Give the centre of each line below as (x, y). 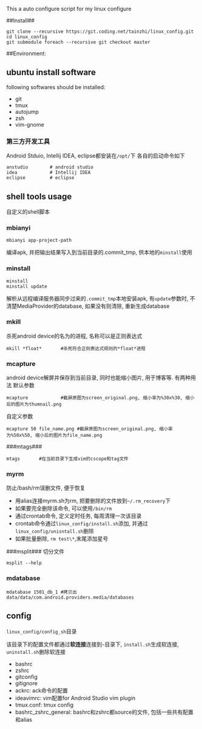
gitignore (26, 683)
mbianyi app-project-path (39, 241)
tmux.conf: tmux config (44, 705)
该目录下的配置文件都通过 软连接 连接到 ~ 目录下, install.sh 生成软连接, (93, 644)
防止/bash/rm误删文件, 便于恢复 (46, 488)
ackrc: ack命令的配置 (41, 690)
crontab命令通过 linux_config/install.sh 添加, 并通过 (82, 524)
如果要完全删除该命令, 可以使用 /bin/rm (63, 508)
